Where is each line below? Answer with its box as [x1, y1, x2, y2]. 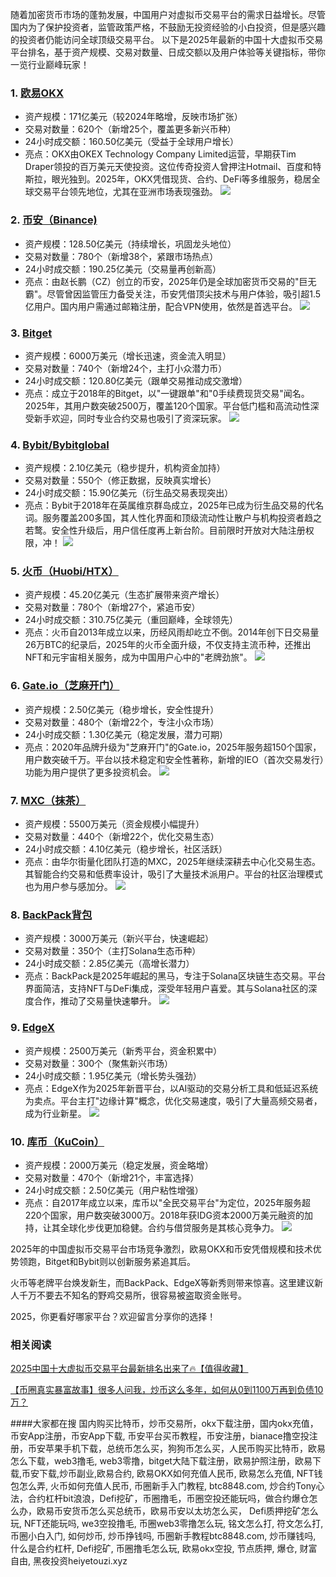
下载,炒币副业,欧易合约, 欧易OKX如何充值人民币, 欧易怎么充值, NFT [39, 1468, 315, 1480]
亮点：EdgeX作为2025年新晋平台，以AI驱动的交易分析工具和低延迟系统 [24, 1082, 319, 1094]
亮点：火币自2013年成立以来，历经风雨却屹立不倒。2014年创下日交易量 [24, 626, 320, 638]
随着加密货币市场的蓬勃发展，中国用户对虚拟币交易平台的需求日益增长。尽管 [10, 9, 326, 20]
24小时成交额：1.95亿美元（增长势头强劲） [24, 1069, 202, 1082]
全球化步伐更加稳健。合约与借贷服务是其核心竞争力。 [59, 1221, 280, 1233]
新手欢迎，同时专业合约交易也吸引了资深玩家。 [33, 412, 227, 424]
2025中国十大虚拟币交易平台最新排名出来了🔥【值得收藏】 [10, 1363, 249, 1375]
